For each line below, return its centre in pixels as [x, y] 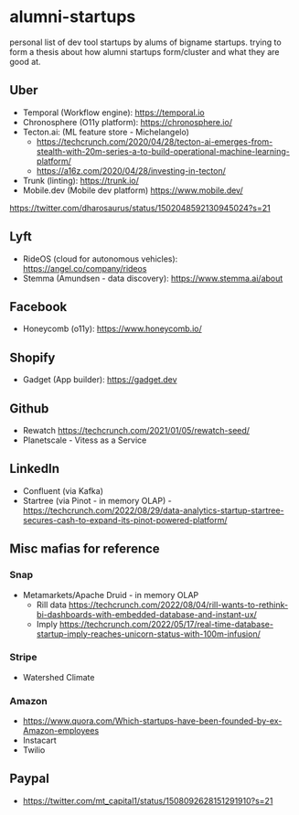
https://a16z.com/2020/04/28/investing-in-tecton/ [131, 170]
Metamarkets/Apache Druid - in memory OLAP [111, 595]
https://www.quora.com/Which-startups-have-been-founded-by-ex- [152, 721]
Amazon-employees [61, 731]
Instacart [39, 740]
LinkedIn [35, 469]
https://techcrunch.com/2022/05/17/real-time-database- [166, 624]
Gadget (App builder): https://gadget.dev [100, 380]
